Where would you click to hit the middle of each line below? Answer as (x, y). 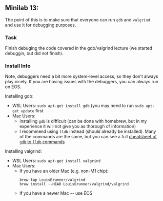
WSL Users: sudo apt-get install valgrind (56, 161)
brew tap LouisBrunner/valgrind (52, 180)
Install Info (18, 66)
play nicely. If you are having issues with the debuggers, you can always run (82, 82)
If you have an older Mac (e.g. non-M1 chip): (64, 171)
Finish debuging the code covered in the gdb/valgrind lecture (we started (79, 48)
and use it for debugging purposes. (41, 25)
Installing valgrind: (24, 151)
